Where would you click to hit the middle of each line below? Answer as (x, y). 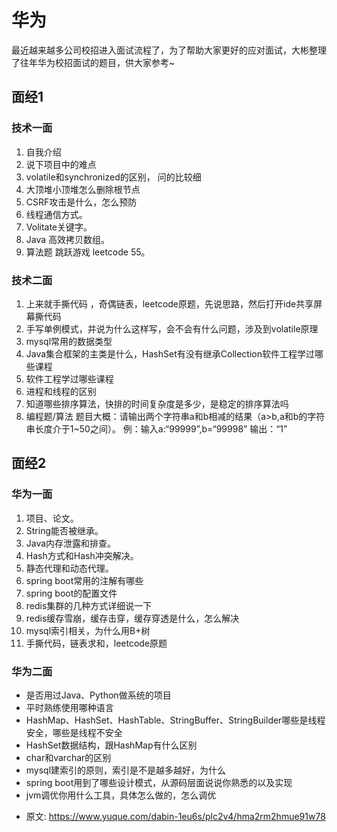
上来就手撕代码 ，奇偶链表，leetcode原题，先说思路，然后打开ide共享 (169, 303)
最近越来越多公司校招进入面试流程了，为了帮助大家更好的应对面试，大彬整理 (169, 50)
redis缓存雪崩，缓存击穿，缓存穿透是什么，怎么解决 (132, 618)
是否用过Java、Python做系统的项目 (98, 695)
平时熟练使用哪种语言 (69, 707)
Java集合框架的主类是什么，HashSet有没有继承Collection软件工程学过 (170, 353)
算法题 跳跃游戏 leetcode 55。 (88, 252)
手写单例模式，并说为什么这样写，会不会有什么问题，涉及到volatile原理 (172, 328)
